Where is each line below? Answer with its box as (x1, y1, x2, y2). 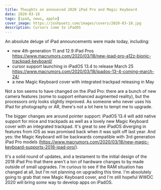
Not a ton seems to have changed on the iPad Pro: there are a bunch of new (5, 88, 156, 94)
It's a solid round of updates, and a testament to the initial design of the (5, 154, 147, 159)
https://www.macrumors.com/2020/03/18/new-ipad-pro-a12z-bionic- (12, 53, 151, 59)
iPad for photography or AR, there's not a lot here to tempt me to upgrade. (5, 104, 153, 110)
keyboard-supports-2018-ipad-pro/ (5, 144, 76, 150)
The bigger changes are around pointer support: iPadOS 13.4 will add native (5, 113, 156, 119)
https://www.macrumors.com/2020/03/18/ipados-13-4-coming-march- (12, 69, 155, 74)
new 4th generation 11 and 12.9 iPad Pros (12, 48, 94, 54)
